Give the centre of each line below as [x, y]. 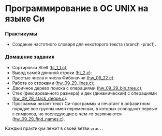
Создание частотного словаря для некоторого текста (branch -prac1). [84, 45]
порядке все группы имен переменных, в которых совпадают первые [84, 108]
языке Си [25, 19]
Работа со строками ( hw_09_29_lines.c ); [53, 83]
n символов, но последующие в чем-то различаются [67, 114]
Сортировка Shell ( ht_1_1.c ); [40, 67]
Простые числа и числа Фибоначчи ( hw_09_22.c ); [63, 77]
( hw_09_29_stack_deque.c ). [40, 98]
